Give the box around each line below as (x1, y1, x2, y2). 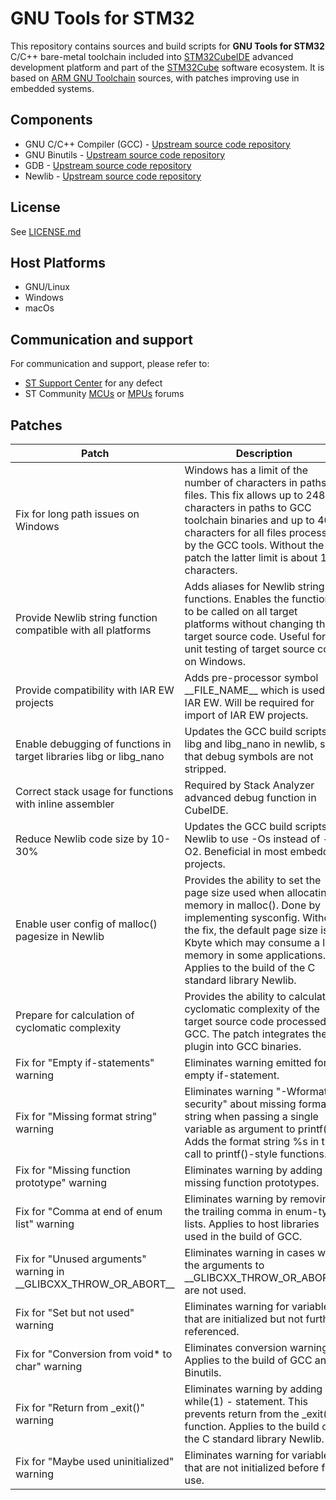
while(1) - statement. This (184, 1395, 308, 1408)
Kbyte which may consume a (184, 936, 320, 949)
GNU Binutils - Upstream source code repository (24, 148, 226, 161)
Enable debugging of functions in (15, 737, 172, 751)
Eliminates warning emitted (184, 1056, 312, 1069)
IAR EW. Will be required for (184, 696, 315, 709)
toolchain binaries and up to (184, 513, 315, 527)
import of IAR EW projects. (184, 708, 309, 722)
